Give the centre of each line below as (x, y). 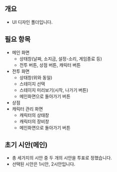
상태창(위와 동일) (36, 77)
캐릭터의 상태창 (34, 115)
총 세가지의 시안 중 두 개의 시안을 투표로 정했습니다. (62, 158)
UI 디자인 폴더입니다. (32, 22)
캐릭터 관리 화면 (27, 109)
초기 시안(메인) (26, 145)
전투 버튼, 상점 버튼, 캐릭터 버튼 (50, 65)
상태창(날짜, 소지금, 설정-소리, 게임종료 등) (61, 59)
